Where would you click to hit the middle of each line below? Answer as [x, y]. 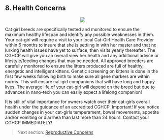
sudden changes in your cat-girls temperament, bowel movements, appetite [82, 112]
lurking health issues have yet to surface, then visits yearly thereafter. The [80, 50]
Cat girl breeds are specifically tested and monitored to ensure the [72, 29]
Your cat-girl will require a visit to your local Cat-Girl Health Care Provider [80, 39]
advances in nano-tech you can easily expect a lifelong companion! [74, 92]
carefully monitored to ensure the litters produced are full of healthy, [74, 66]
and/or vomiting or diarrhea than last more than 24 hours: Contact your [77, 117]
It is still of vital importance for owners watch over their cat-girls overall [78, 102]
